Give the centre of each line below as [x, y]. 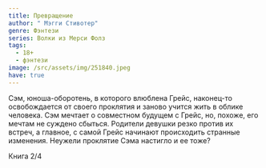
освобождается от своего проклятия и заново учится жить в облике [126, 106]
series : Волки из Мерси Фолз [57, 38]
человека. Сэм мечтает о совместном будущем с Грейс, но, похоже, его [133, 115]
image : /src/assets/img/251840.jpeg [69, 68]
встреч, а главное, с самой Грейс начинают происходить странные [124, 132]
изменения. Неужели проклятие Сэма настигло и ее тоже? [109, 140]
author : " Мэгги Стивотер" [53, 23]
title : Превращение [41, 16]
